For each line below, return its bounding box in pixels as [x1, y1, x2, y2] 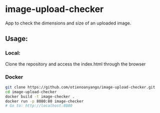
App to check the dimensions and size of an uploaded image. [5, 20, 131, 26]
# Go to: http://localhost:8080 [5, 103, 72, 108]
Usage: [5, 34, 28, 43]
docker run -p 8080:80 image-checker [5, 98, 84, 103]
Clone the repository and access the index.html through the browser [5, 61, 146, 67]
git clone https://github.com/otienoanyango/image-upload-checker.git [5, 84, 155, 89]
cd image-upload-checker [5, 89, 57, 94]
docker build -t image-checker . [5, 94, 75, 99]
